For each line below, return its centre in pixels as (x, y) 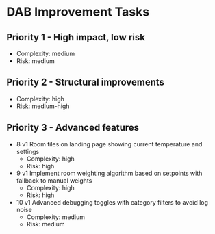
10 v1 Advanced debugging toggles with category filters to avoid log (112, 202)
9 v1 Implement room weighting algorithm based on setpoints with (109, 173)
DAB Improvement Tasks (78, 12)
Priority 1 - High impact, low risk (76, 37)
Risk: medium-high (43, 106)
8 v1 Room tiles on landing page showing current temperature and (109, 144)
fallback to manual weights (54, 180)
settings (28, 151)
